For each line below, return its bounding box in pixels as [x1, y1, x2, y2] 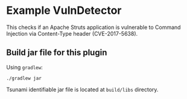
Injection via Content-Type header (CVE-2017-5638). [6, 30, 138, 37]
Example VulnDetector [6, 4, 122, 18]
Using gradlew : [6, 63, 43, 71]
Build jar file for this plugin [6, 48, 107, 58]
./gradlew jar [6, 75, 42, 81]
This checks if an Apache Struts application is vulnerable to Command [6, 24, 181, 31]
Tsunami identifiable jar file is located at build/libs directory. [6, 86, 159, 93]
